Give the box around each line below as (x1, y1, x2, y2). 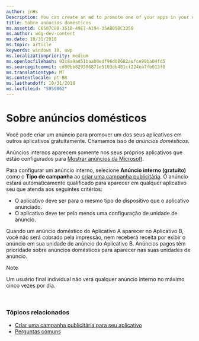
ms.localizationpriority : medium (6, 53, 89, 59)
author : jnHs (6, 8, 38, 15)
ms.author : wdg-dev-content (6, 31, 76, 37)
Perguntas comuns (14, 328, 61, 335)
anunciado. (14, 203, 43, 211)
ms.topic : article (6, 42, 52, 48)
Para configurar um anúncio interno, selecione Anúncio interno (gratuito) (6, 167, 187, 174)
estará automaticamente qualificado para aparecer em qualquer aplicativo (6, 179, 187, 186)
